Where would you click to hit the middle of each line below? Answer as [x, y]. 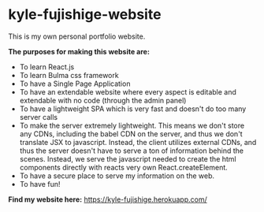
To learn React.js [47, 67]
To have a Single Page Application [75, 84]
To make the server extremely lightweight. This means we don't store [132, 125]
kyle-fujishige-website [85, 15]
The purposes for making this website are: [79, 51]
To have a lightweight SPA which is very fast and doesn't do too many [133, 109]
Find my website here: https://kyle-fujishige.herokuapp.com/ [108, 199]
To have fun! [40, 184]
